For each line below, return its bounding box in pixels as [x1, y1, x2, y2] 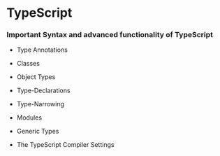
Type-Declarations [16, 86, 71, 95]
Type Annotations [16, 45, 68, 54]
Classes [16, 59, 40, 68]
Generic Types [16, 127, 59, 136]
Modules [16, 113, 43, 122]
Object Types [16, 73, 56, 81]
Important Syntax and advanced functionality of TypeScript [6, 30, 214, 40]
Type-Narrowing [16, 100, 64, 108]
